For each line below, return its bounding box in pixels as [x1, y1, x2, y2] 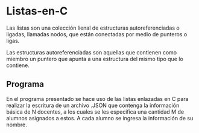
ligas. [6, 37, 20, 44]
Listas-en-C [6, 4, 68, 18]
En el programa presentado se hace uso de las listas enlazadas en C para [6, 95, 189, 102]
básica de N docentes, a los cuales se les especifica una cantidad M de [6, 108, 185, 115]
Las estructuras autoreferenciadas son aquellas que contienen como [6, 48, 177, 56]
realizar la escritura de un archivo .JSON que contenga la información [6, 102, 180, 109]
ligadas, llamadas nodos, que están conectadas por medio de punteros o [6, 30, 188, 37]
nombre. [6, 121, 27, 128]
